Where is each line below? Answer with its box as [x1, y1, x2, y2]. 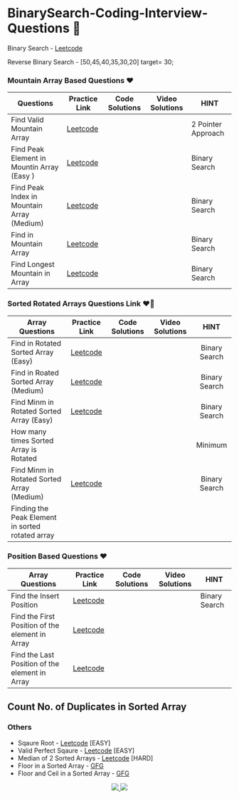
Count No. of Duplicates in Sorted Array [7, 701, 187, 713]
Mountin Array [11, 162, 59, 172]
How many [11, 426, 47, 436]
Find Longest [11, 259, 55, 269]
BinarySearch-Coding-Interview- [7, 5, 208, 21]
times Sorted [11, 436, 54, 446]
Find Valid [11, 115, 44, 125]
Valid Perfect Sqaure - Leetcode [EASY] [17, 746, 135, 755]
